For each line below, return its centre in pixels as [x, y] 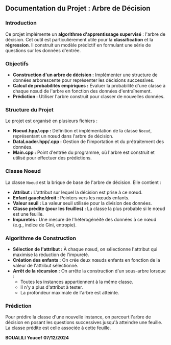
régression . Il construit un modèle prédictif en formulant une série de [78, 45]
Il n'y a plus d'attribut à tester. [52, 287]
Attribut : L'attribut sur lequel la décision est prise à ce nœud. [78, 192]
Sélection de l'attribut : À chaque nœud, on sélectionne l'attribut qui [85, 249]
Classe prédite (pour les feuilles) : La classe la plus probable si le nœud [89, 209]
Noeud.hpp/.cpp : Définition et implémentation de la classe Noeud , [82, 131]
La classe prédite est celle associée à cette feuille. [58, 328]
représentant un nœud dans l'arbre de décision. [63, 136]
